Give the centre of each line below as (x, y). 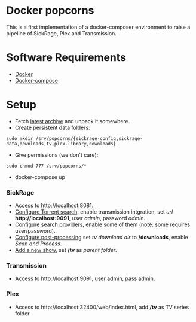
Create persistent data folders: (53, 127)
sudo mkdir (20, 138)
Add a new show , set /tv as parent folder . (66, 250)
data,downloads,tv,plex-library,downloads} (61, 144)
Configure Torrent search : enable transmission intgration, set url (94, 212)
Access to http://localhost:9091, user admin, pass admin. (85, 278)
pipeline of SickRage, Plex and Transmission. (61, 33)
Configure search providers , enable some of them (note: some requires (102, 224)
